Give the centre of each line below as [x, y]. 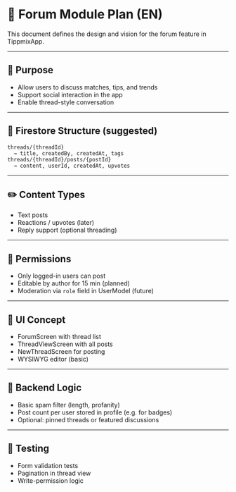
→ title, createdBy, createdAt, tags [69, 153]
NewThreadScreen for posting [61, 351]
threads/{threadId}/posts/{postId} [59, 159]
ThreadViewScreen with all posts [65, 344]
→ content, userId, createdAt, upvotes [72, 166]
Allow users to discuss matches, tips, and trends [87, 87]
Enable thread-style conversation [66, 102]
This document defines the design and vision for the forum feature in [107, 34]
